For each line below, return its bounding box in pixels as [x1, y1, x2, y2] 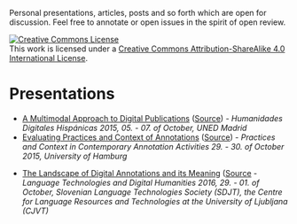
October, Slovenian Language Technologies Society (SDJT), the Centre [21, 186, 283, 197]
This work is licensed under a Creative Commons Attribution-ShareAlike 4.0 [9, 43, 285, 54]
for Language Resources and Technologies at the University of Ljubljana [21, 196, 288, 206]
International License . [9, 53, 89, 63]
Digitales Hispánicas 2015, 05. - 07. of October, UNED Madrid [21, 122, 247, 133]
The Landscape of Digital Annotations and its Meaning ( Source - [21, 167, 258, 178]
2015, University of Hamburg [21, 151, 128, 161]
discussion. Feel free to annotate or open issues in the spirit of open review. [9, 17, 286, 27]
